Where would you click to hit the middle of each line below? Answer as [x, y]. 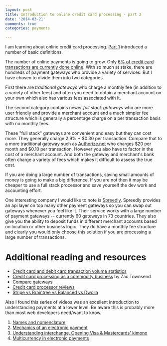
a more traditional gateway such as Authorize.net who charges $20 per [78, 144]
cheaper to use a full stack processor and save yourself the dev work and [81, 185]
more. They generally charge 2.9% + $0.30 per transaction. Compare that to [83, 139]
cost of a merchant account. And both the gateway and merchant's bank [80, 155]
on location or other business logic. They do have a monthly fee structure [81, 227]
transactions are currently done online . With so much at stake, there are [79, 67]
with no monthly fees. [27, 124]
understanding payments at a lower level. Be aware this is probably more [80, 308]
